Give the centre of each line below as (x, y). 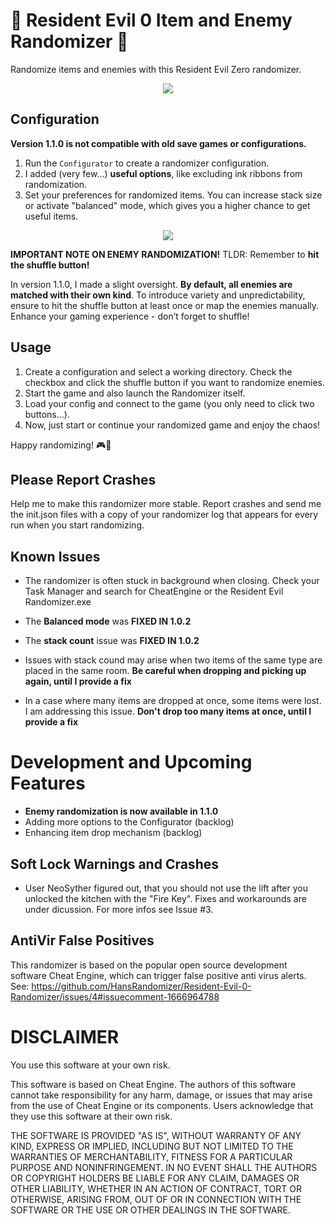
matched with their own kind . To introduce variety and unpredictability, (158, 295)
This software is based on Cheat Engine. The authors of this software (153, 1084)
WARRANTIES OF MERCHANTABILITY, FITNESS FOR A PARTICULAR (151, 1156)
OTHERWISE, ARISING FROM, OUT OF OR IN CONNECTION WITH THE (156, 1199)
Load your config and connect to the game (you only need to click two (169, 403)
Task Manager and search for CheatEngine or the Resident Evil (154, 591)
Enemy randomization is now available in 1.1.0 (121, 811)
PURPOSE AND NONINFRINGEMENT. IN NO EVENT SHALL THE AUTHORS (164, 1167)
